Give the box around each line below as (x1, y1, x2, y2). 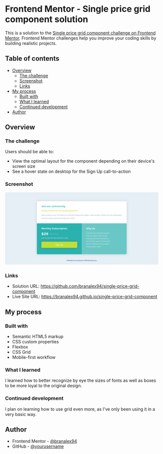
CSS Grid (12, 349, 31, 355)
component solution (5, 14, 89, 25)
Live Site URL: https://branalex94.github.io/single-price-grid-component (12, 294, 158, 300)
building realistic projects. (5, 40, 57, 46)
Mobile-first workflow (12, 354, 56, 360)
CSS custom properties (12, 338, 59, 345)
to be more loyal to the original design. (5, 383, 82, 389)
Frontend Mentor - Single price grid (5, 3, 151, 15)
